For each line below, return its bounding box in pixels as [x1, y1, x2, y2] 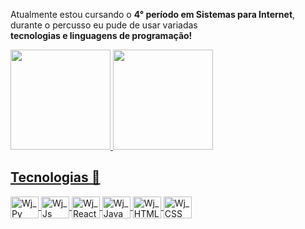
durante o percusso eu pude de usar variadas [10, 19, 198, 31]
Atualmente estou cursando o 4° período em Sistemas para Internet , [10, 9, 296, 20]
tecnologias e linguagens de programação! [10, 30, 193, 41]
